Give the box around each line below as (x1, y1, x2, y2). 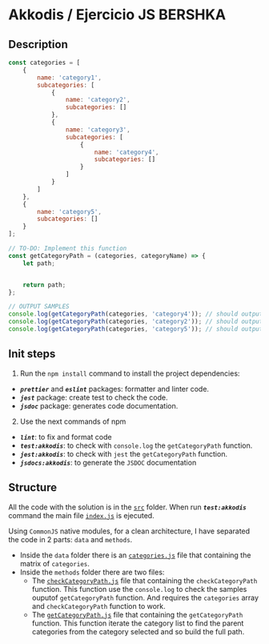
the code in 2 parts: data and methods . (8, 534, 133, 544)
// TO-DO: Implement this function (8, 244, 127, 252)
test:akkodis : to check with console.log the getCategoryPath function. (19, 441, 253, 450)
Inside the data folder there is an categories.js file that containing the (19, 550, 251, 560)
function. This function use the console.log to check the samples (31, 584, 247, 594)
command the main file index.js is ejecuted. (8, 510, 155, 520)
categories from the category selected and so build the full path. (31, 626, 245, 636)
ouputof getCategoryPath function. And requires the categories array (31, 593, 259, 602)
